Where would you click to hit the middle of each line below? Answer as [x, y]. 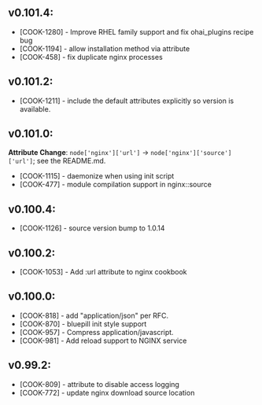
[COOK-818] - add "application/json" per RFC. [94, 315]
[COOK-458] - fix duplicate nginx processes [91, 57]
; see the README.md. [69, 161]
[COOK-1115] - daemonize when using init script [97, 176]
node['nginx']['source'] [191, 153]
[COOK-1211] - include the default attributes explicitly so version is [127, 101]
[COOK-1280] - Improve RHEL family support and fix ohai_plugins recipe [137, 31]
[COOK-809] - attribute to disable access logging [99, 384]
